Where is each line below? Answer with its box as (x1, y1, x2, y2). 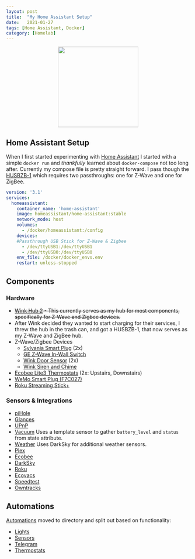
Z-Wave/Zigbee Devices (14, 338, 73, 345)
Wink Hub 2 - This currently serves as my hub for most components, (14, 307, 180, 314)
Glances (14, 416, 35, 423)
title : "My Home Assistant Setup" (6, 14, 93, 20)
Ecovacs (14, 472, 36, 479)
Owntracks (14, 484, 41, 492)
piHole (14, 410, 31, 417)
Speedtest (14, 478, 40, 485)
